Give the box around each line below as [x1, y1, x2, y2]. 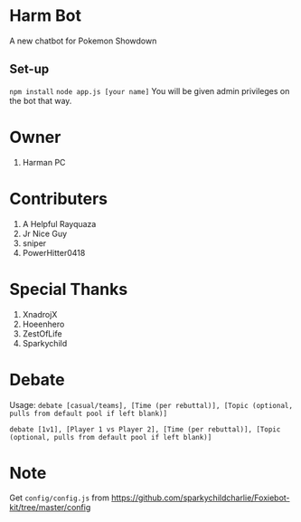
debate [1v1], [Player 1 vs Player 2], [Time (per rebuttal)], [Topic [9, 424, 281, 434]
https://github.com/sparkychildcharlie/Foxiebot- [111, 492, 291, 503]
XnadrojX [22, 308, 58, 319]
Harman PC [22, 157, 66, 167]
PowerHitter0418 [22, 247, 86, 258]
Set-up [9, 62, 50, 77]
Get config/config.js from [9, 492, 110, 503]
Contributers [9, 188, 108, 209]
